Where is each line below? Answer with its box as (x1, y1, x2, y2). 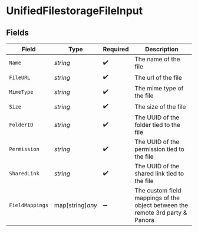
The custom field (134, 187, 181, 194)
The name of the (134, 55, 181, 63)
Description (145, 45, 179, 53)
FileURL (9, 74, 31, 81)
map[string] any (54, 201, 97, 209)
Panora (134, 216, 154, 224)
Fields (6, 28, 29, 38)
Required (103, 45, 129, 53)
